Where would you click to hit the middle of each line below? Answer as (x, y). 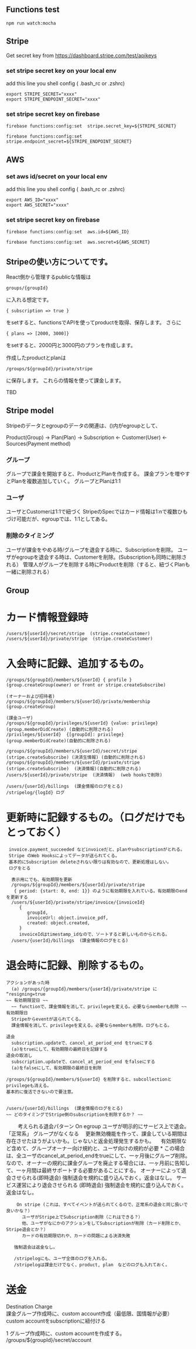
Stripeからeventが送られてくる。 (47, 1019)
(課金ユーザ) (20, 718)
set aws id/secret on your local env (57, 176)
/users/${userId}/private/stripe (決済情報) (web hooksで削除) (84, 775)
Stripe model (30, 411)
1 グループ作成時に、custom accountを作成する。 (66, 1333)
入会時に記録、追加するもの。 (78, 664)
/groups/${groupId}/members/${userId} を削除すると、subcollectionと (89, 1079)
